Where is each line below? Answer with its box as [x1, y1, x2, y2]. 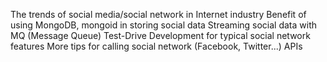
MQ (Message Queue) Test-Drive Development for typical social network [10, 30, 311, 41]
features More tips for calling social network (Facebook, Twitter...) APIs [10, 40, 303, 52]
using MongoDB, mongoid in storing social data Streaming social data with [10, 19, 318, 31]
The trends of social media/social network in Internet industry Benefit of [10, 9, 307, 20]
